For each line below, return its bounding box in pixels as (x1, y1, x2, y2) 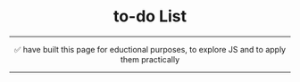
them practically (120, 53, 180, 64)
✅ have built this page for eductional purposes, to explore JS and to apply (13, 44, 287, 54)
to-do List (112, 6, 187, 27)
